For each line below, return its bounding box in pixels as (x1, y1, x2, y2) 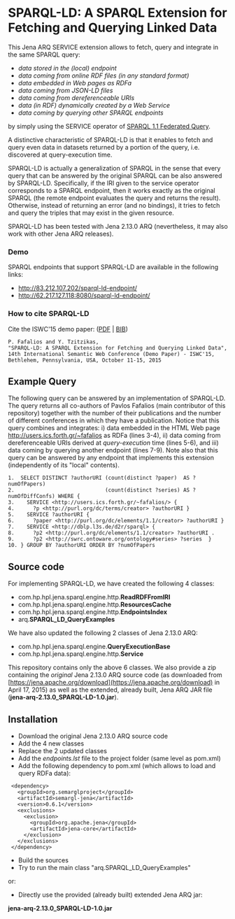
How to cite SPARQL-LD (8, 309, 90, 319)
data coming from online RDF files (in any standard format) (17, 71, 190, 80)
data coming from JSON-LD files (17, 86, 113, 94)
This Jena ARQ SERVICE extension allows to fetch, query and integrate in (8, 43, 219, 51)
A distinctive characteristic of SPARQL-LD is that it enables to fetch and (8, 135, 213, 144)
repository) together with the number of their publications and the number (8, 409, 222, 418)
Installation (8, 713, 58, 725)
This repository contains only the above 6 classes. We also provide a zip (8, 663, 216, 672)
